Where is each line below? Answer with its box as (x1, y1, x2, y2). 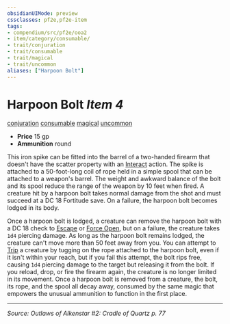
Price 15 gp (16, 133, 50, 141)
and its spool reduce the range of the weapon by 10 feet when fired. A (7, 182, 205, 190)
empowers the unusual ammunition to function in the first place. (7, 290, 188, 298)
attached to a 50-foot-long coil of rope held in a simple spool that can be (7, 167, 212, 176)
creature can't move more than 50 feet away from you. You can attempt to (7, 239, 216, 247)
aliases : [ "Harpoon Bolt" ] (7, 67, 84, 74)
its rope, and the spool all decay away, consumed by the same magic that (7, 282, 214, 291)
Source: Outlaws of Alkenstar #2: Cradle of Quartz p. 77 (7, 309, 166, 318)
